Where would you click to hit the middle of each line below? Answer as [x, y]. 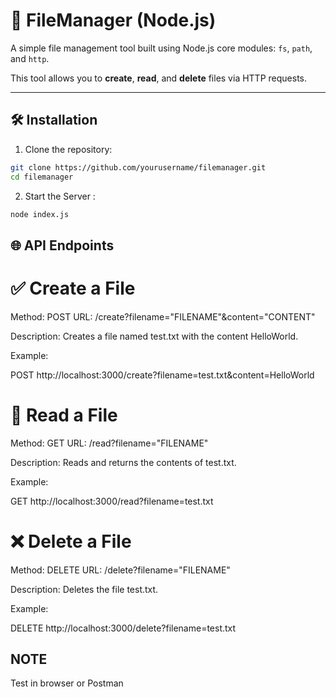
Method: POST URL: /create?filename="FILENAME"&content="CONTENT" [163, 316]
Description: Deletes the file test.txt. [84, 589]
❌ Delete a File [71, 541]
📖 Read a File [64, 415]
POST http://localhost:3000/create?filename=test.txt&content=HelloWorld [162, 375]
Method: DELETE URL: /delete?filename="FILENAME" [120, 570]
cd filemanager [42, 177]
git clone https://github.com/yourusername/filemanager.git [138, 167]
